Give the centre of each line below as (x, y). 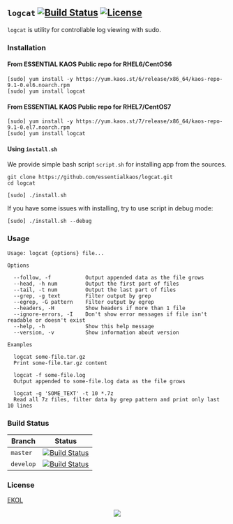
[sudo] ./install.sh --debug (50, 221)
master (22, 453)
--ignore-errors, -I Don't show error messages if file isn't (111, 314)
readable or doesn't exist (46, 320)
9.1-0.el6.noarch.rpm (39, 85)
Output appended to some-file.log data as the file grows (100, 381)
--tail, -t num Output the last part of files (95, 290)
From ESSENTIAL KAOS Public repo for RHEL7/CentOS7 (89, 107)
